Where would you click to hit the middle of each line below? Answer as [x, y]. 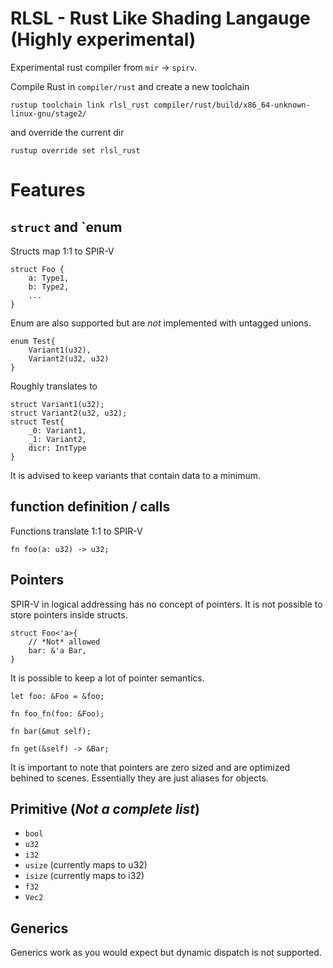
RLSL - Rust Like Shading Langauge [160, 18]
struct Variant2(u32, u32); [69, 413]
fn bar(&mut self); [51, 731]
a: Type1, [49, 278]
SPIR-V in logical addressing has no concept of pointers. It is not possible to [166, 604]
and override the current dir [67, 132]
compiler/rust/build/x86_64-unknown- [232, 105]
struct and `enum [66, 227]
